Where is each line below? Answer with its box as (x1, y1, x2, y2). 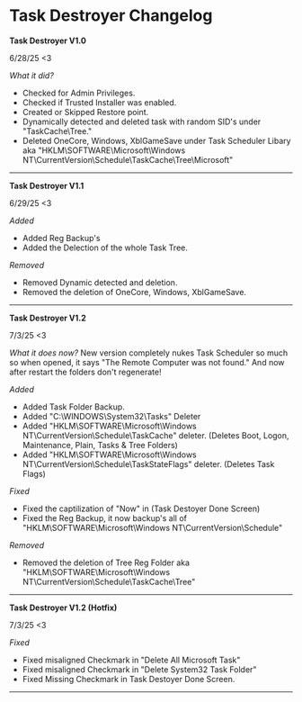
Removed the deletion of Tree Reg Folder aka (22, 557, 191, 568)
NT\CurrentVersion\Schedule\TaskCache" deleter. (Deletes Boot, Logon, (22, 429, 289, 441)
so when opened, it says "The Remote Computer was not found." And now (9, 356, 285, 367)
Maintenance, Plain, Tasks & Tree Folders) (22, 439, 178, 450)
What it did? (9, 69, 54, 81)
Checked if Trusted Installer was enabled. (22, 96, 177, 108)
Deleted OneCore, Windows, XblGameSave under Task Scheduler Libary (22, 135, 291, 146)
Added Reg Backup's (22, 232, 101, 243)
